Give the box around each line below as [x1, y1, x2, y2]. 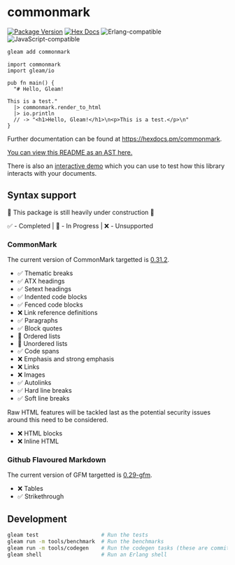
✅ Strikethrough [17, 492, 64, 501]
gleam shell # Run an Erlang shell [7, 551, 168, 558]
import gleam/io [7, 67, 55, 74]
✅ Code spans [17, 347, 59, 355]
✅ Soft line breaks [17, 393, 70, 403]
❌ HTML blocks [17, 428, 63, 438]
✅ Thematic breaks [17, 269, 73, 277]
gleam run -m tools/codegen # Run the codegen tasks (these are [7, 544, 208, 552]
